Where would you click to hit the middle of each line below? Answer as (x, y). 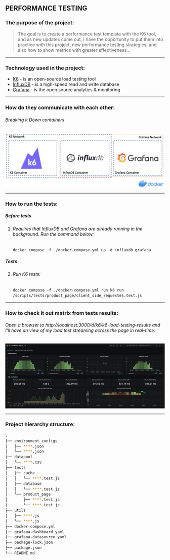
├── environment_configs (31, 441)
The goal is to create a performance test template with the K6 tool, (87, 34)
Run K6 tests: (27, 274)
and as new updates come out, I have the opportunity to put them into (90, 39)
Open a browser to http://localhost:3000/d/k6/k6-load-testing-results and (83, 325)
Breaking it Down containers (35, 120)
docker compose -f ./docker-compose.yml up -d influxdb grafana (82, 250)
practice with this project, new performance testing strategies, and (87, 45)
